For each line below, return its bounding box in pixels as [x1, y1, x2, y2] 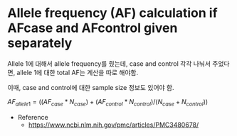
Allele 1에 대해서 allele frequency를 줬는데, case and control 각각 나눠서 [7, 59, 211, 68]
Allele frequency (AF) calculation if [7, 5, 218, 21]
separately [7, 35, 73, 51]
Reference [17, 113, 48, 121]
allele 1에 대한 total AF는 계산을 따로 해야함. [16, 68, 139, 76]
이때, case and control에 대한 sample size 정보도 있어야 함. [7, 83, 174, 91]
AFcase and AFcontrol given [7, 20, 178, 36]
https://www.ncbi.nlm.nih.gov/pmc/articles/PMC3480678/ [28, 120, 199, 129]
